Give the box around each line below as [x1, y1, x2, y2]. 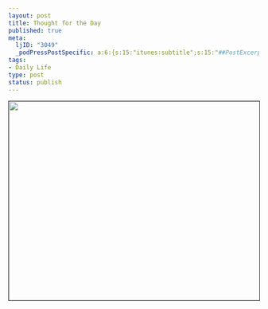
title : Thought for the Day [8, 19, 102, 27]
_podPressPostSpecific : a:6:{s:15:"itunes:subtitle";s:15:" [15, 49, 219, 57]
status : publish [8, 78, 62, 86]
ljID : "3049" [15, 41, 59, 49]
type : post [8, 71, 45, 79]
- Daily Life [8, 64, 52, 72]
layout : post [8, 11, 52, 20]
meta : [8, 33, 26, 42]
